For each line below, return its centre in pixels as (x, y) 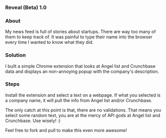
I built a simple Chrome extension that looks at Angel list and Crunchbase (80, 66)
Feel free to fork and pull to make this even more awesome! (66, 130)
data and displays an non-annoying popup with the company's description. (82, 71)
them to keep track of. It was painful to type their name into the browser (79, 37)
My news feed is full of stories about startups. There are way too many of (81, 32)
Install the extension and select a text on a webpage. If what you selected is (83, 95)
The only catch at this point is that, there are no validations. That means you (83, 110)
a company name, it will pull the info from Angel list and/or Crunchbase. (79, 100)
